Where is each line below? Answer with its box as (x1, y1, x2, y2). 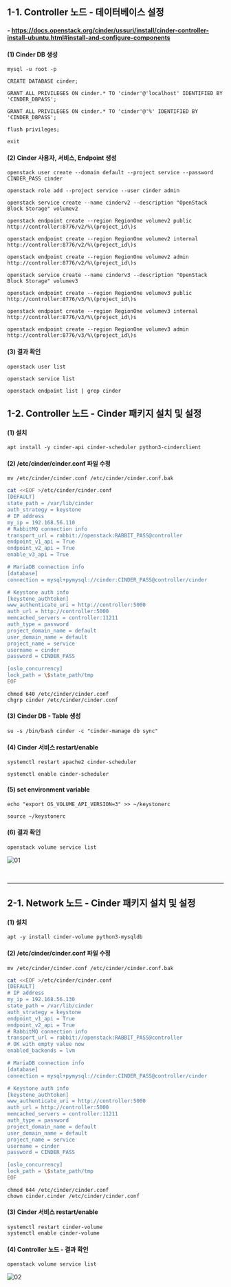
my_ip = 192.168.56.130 (7, 996, 76, 1003)
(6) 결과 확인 (7, 828, 41, 836)
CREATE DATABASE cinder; (7, 78, 78, 85)
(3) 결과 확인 (7, 347, 41, 356)
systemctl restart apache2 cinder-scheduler (7, 759, 137, 766)
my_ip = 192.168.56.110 (7, 519, 76, 526)
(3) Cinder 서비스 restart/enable (7, 1208, 98, 1216)
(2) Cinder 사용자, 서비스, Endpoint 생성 (7, 154, 117, 162)
